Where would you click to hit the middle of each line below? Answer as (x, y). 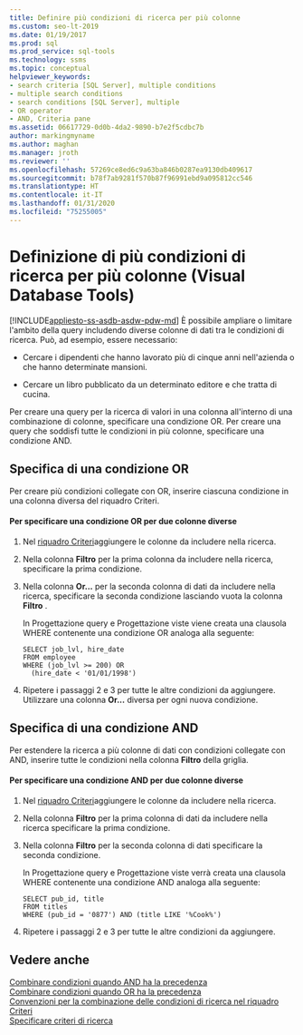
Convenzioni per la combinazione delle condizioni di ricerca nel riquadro (144, 1001)
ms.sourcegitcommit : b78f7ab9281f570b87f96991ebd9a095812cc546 (131, 178)
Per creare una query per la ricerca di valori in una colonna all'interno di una (151, 411)
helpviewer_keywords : (50, 77)
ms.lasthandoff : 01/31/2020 (62, 204)
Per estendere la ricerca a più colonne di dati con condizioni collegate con (148, 750)
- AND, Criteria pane (50, 119)
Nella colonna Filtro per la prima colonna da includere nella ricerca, (148, 559)
